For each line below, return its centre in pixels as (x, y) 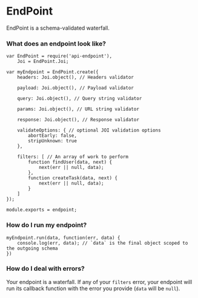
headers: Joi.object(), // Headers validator (76, 78)
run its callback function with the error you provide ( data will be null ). (93, 288)
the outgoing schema (32, 248)
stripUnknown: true (53, 141)
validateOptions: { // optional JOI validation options (89, 131)
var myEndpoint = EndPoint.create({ (52, 72)
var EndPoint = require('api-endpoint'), (59, 56)
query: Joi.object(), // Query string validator (80, 99)
